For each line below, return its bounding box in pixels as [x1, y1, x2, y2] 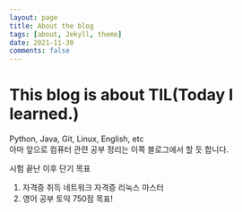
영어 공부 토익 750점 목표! [22, 193, 114, 204]
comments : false [9, 47, 70, 55]
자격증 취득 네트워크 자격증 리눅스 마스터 [22, 182, 164, 193]
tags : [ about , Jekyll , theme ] [9, 30, 123, 38]
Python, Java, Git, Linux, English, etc [9, 133, 144, 144]
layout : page [9, 13, 58, 22]
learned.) [9, 104, 80, 124]
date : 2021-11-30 [9, 38, 74, 47]
